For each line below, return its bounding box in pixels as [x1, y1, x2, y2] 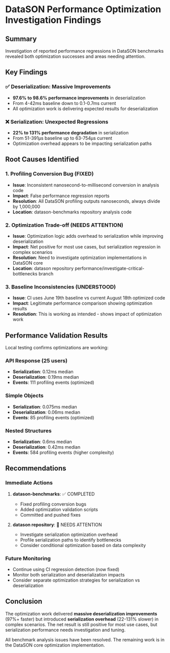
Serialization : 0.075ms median [12, 404, 77, 410]
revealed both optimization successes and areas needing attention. [5, 53, 146, 59]
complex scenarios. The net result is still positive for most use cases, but [5, 621, 157, 627]
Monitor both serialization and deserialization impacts [12, 571, 125, 577]
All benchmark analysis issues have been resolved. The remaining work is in [5, 636, 165, 642]
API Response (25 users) [5, 357, 67, 364]
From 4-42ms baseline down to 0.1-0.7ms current [12, 100, 116, 106]
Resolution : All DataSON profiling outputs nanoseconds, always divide [12, 198, 160, 204]
